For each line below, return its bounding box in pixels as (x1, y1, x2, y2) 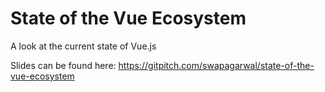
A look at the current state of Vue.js (10, 40, 157, 52)
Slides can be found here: (10, 59, 117, 71)
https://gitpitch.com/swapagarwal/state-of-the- (118, 59, 315, 71)
